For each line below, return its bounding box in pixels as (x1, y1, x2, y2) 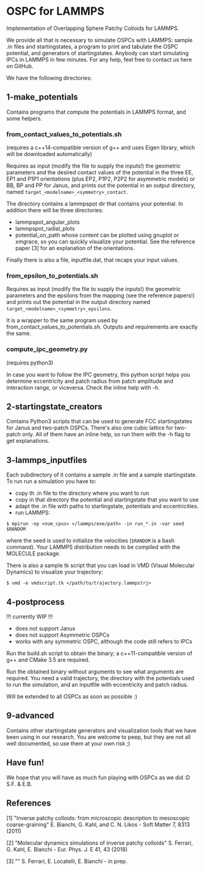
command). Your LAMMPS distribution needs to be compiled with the (6, 543, 181, 551)
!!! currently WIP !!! (6, 613, 53, 620)
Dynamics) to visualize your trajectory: (6, 568, 104, 576)
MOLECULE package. (6, 550, 61, 557)
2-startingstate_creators (6, 402, 103, 412)
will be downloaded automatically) (6, 150, 93, 158)
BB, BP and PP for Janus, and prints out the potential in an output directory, (6, 182, 196, 189)
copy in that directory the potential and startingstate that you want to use (15, 496, 199, 503)
